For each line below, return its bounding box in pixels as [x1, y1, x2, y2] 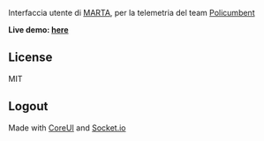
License [8, 50, 53, 65]
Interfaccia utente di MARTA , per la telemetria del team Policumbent [8, 8, 255, 18]
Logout [8, 99, 49, 114]
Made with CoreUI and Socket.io [8, 122, 126, 133]
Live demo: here [8, 25, 69, 34]
